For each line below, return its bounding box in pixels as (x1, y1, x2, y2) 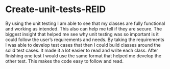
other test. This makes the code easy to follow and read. (5, 58, 124, 64)
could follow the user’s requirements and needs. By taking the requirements (5, 37, 164, 43)
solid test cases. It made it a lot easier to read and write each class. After (5, 47, 158, 53)
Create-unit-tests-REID (5, 4, 106, 15)
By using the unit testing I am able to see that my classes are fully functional (5, 20, 165, 26)
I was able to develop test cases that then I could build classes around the (5, 42, 161, 48)
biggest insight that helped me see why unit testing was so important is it (5, 31, 159, 37)
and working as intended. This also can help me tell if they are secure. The (5, 25, 162, 31)
